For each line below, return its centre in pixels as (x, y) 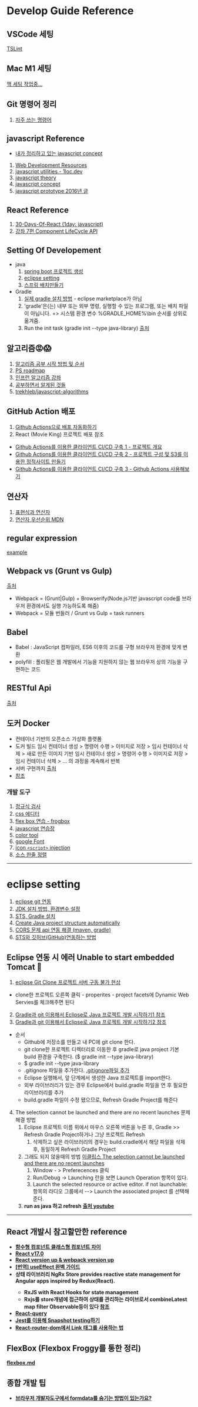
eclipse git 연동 (33, 901)
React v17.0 (29, 1254)
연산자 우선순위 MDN (39, 519)
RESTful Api (29, 688)
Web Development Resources (51, 165)
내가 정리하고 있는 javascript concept (59, 153)
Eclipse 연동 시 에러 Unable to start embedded (90, 958)
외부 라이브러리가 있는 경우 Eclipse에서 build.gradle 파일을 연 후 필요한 (105, 1085)
